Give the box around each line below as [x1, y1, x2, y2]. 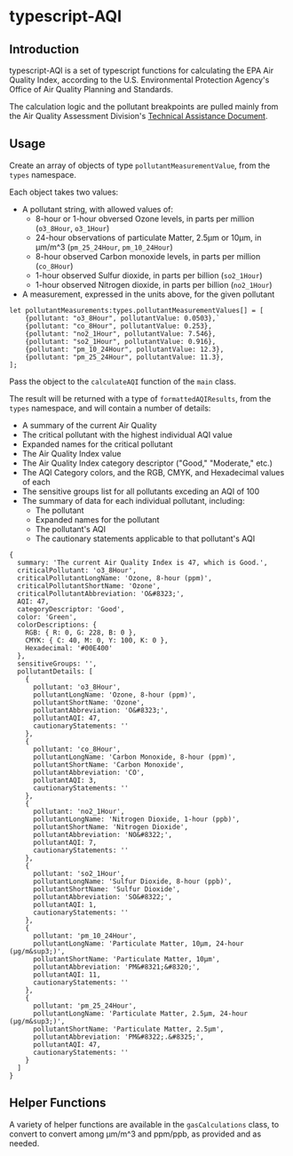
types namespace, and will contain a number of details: [9, 403, 211, 413]
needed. [9, 1137, 40, 1148]
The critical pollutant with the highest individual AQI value [21, 429, 233, 440]
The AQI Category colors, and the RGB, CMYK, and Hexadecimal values [21, 466, 285, 477]
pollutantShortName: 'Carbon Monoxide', [32, 760, 185, 769]
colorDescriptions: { [17, 620, 98, 629]
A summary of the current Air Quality [21, 419, 157, 430]
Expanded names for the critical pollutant [21, 438, 173, 450]
